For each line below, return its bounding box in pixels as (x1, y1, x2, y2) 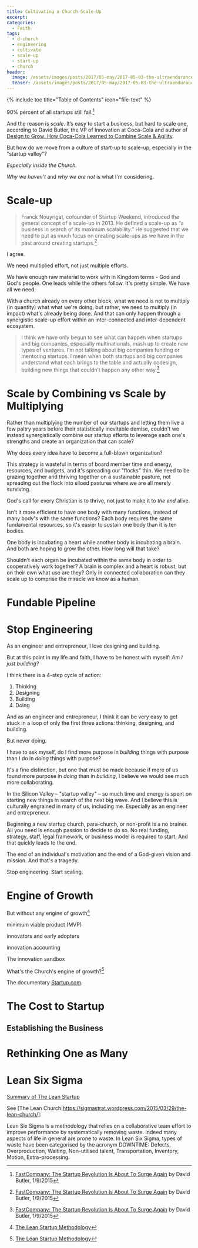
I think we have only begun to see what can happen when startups (21, 334, 183, 341)
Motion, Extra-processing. (6, 1154, 70, 1161)
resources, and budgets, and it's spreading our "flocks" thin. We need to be (6, 467, 190, 474)
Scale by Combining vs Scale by (6, 387, 166, 400)
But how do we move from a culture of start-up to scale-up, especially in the (6, 144, 192, 151)
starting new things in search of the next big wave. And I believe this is (6, 796, 178, 803)
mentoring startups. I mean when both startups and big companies (21, 353, 183, 360)
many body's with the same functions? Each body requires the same (6, 514, 173, 522)
